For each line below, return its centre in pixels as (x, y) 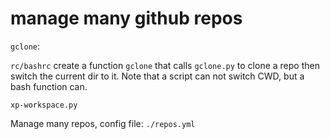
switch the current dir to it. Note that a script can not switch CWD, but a (157, 76)
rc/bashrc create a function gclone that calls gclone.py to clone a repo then (165, 65)
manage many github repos (126, 18)
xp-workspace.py (44, 105)
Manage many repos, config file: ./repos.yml (103, 123)
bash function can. (49, 86)
